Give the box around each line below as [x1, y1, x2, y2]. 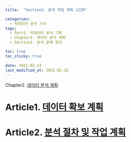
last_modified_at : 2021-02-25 [5, 67, 69, 73]
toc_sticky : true [5, 53, 42, 58]
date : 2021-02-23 [5, 63, 42, 68]
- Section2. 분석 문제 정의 [10, 40, 62, 45]
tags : [5, 26, 17, 31]
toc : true [5, 49, 26, 54]
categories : [5, 16, 30, 22]
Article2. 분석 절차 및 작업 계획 [5, 126, 126, 138]
